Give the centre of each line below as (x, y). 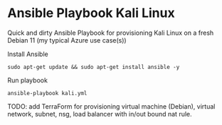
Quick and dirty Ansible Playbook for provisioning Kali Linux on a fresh (111, 33)
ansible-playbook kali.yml (47, 93)
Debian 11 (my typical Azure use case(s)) (67, 40)
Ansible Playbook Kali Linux (91, 13)
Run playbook (28, 80)
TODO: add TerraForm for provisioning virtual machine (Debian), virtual (111, 106)
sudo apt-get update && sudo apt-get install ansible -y (94, 67)
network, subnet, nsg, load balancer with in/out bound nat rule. (100, 114)
